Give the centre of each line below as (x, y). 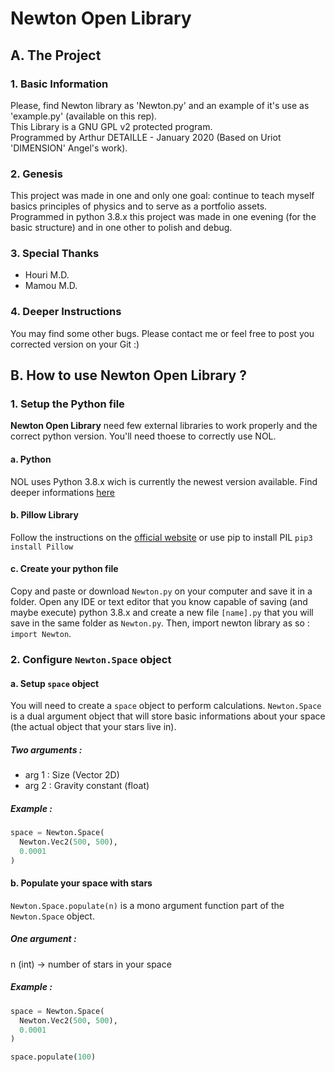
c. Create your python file (64, 569)
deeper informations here (62, 492)
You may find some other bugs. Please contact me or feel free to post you (162, 333)
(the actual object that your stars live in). (93, 727)
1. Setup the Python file (67, 404)
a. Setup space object (55, 683)
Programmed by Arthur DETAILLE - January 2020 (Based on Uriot (146, 137)
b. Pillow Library (44, 515)
